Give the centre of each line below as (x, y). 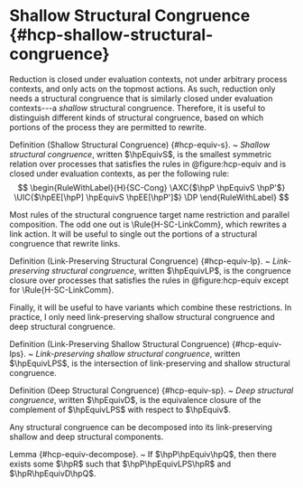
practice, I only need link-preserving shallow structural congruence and (142, 316)
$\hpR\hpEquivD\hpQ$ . (53, 473)
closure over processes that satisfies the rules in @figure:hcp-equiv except (149, 280)
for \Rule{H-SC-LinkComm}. (62, 289)
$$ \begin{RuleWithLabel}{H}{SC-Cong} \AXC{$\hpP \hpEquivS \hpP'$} (151, 187)
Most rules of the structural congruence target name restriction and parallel (150, 214)
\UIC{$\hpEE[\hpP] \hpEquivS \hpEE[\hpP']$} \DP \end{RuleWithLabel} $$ (151, 197)
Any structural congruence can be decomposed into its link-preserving (141, 427)
